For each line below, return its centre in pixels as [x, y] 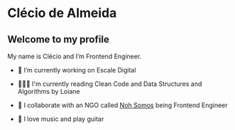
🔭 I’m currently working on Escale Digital [77, 70]
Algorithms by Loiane [49, 91]
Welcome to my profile [59, 39]
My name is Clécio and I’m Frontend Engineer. [75, 56]
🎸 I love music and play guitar [61, 119]
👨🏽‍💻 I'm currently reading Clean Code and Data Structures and [110, 84]
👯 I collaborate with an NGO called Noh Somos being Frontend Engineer [123, 105]
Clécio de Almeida [62, 13]
